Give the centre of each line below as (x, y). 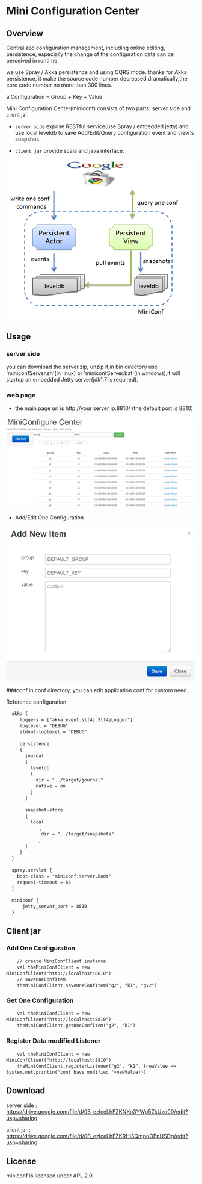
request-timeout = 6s (44, 882)
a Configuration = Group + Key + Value (54, 97)
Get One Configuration (40, 1000)
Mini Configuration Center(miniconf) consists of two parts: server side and (98, 108)
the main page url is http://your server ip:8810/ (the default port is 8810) (104, 408)
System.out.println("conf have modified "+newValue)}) (76, 1072)
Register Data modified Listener (54, 1041)
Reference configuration (36, 702)
